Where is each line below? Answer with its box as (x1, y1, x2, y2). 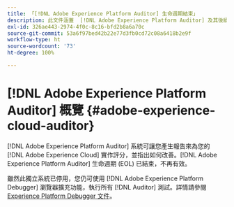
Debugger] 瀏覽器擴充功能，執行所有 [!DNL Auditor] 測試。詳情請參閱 (7, 183, 207, 191)
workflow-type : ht (7, 36, 61, 43)
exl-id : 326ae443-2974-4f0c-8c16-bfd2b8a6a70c (7, 23, 145, 30)
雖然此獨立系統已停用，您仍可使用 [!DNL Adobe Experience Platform (7, 174, 204, 183)
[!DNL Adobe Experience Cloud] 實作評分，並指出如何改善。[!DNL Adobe (7, 150, 217, 159)
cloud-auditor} (7, 118, 95, 134)
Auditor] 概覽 (7, 103, 84, 119)
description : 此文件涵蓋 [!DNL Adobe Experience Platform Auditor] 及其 (7, 17, 219, 24)
